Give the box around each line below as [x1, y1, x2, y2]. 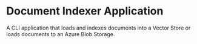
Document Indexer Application [6, 4, 164, 18]
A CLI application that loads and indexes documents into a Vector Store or [6, 24, 191, 31]
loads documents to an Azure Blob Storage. [6, 30, 115, 37]
